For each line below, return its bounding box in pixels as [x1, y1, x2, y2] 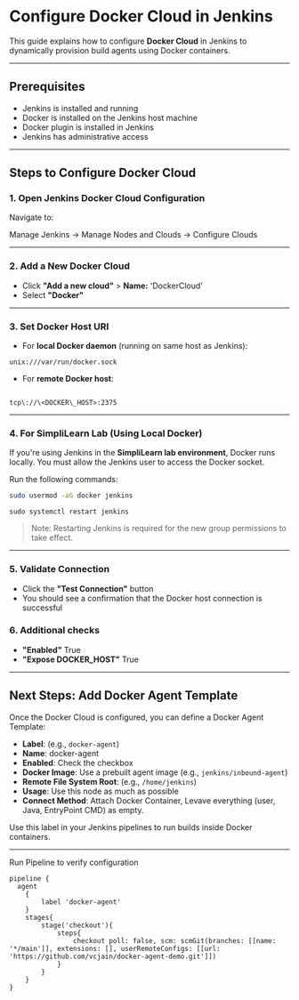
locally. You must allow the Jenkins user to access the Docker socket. [9, 456, 265, 468]
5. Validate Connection [9, 563, 110, 576]
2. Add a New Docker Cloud [9, 260, 131, 272]
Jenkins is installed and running [21, 102, 139, 113]
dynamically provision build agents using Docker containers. [9, 44, 230, 55]
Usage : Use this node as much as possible [21, 786, 180, 796]
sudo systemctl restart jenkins [9, 507, 129, 517]
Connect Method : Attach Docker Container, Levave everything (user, [21, 794, 276, 806]
